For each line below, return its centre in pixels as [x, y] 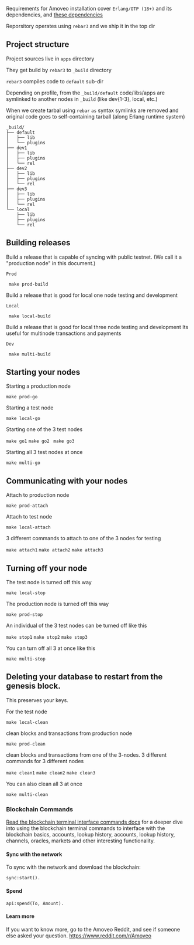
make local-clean [27, 722]
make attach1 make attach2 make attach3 [55, 550]
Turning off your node [47, 568]
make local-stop [26, 593]
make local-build [30, 316]
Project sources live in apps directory [50, 59]
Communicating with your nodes [67, 481]
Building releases [38, 243]
